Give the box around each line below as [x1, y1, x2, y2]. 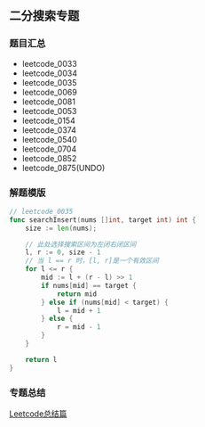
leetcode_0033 [21, 58, 77, 69]
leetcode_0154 [21, 115, 75, 126]
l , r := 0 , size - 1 [25, 248, 101, 257]
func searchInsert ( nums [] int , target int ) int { [9, 215, 197, 225]
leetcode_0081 [21, 96, 75, 107]
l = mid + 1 [56, 306, 101, 315]
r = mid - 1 [56, 323, 101, 332]
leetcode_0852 [21, 152, 77, 163]
